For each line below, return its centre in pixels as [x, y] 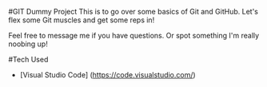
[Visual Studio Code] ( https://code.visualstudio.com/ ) [108, 75]
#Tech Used [28, 59]
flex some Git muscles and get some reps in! [82, 20]
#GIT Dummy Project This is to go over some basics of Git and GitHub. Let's [133, 12]
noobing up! [28, 44]
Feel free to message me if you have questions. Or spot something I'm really [134, 36]
